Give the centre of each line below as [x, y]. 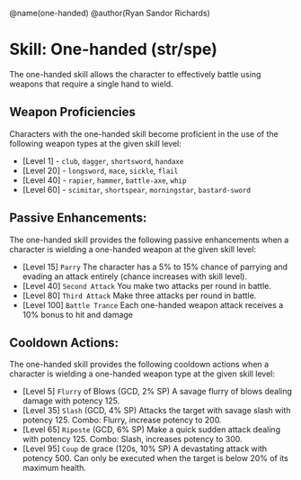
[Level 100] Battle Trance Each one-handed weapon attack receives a [153, 304]
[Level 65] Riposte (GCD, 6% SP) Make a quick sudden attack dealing [151, 430]
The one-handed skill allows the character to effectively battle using [135, 74]
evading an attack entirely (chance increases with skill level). [135, 276]
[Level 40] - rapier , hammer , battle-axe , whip [104, 180]
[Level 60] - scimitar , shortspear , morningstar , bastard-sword [137, 189]
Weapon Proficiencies [73, 112]
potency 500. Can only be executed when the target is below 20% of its [155, 458]
